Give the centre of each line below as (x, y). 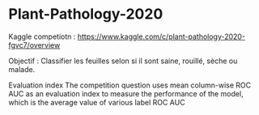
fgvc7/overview (34, 45)
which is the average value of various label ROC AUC (97, 102)
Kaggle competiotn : (42, 36)
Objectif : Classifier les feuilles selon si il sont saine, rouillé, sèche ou (123, 61)
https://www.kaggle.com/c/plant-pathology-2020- (161, 36)
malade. (22, 69)
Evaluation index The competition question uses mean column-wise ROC (130, 85)
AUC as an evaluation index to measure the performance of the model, (126, 93)
